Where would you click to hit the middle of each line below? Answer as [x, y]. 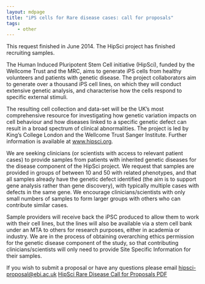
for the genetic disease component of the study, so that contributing [92, 243]
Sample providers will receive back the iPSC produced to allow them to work [103, 217]
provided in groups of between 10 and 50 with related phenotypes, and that [102, 173]
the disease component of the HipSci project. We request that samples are [100, 166]
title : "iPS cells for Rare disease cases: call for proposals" [90, 18]
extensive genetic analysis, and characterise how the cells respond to [94, 91]
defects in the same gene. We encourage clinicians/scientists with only [96, 192]
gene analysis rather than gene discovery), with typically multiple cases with [103, 186]
